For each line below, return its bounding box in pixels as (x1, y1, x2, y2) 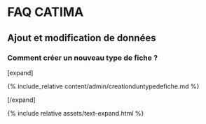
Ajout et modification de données (7, 32, 156, 44)
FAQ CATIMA (7, 4, 84, 20)
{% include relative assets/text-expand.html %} (7, 109, 144, 117)
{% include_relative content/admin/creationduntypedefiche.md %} (7, 82, 200, 91)
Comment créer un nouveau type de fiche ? (7, 53, 158, 63)
